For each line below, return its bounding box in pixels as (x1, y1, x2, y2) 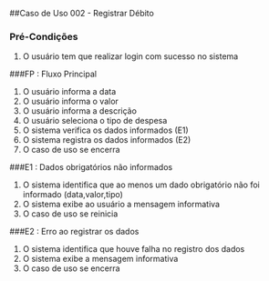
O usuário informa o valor (22, 95, 119, 107)
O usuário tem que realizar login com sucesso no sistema (22, 51, 239, 62)
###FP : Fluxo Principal (9, 68, 98, 80)
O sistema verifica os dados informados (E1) (22, 125, 189, 135)
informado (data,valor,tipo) (22, 189, 123, 200)
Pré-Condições (9, 30, 78, 43)
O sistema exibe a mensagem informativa (22, 254, 179, 265)
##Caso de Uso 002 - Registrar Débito (9, 8, 155, 18)
